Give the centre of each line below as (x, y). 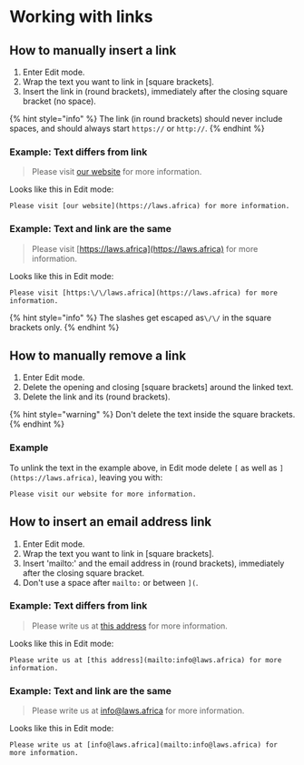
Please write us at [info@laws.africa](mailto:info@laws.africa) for (144, 745)
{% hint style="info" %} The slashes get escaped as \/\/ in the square (141, 317)
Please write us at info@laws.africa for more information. (138, 710)
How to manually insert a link (93, 50)
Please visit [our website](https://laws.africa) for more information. (150, 206)
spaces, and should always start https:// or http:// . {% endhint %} (137, 128)
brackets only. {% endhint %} (64, 327)
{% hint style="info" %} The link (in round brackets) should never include (146, 119)
